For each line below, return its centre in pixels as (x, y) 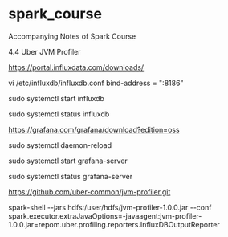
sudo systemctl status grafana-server (71, 176)
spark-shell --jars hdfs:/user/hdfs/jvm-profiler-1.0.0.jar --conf (110, 207)
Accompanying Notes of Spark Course (72, 36)
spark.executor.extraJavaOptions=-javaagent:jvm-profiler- (105, 216)
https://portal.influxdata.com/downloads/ (76, 67)
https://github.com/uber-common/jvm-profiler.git (90, 192)
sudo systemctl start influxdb (56, 98)
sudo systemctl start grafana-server (68, 161)
